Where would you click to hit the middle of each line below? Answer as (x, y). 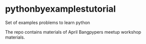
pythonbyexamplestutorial (60, 9)
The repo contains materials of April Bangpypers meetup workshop (73, 32)
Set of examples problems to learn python (47, 22)
